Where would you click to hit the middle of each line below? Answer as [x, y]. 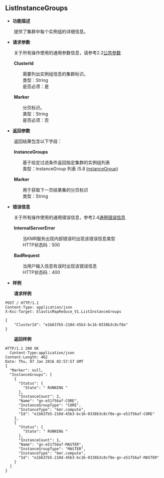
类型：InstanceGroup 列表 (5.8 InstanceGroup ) [70, 169]
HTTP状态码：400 [41, 272]
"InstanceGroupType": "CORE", [50, 405]
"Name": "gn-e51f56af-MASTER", [51, 444]
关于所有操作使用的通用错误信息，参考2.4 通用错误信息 [70, 217]
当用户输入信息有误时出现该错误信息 [60, 266]
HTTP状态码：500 [41, 244]
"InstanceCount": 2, [40, 396]
